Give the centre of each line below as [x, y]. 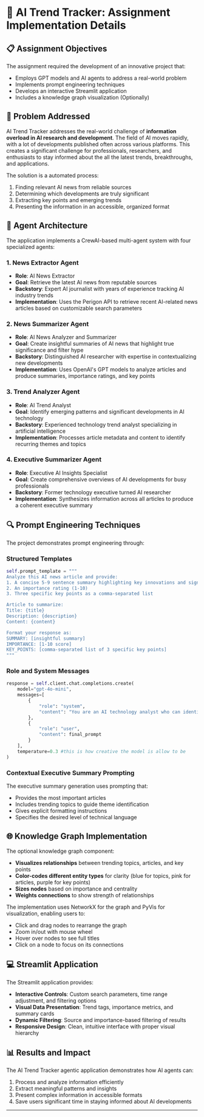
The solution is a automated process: [53, 175]
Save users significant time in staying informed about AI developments [103, 1102]
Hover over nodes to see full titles [57, 938]
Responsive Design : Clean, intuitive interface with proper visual [95, 1026]
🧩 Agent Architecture [47, 226]
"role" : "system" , [62, 706]
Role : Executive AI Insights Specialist [61, 473]
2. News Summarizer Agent [48, 324]
